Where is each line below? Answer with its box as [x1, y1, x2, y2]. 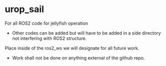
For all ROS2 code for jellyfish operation [5, 20, 88, 26]
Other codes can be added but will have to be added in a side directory [12, 30, 161, 36]
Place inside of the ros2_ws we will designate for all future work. [5, 45, 140, 51]
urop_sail [5, 4, 44, 15]
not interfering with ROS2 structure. [12, 35, 87, 41]
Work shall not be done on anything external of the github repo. [12, 54, 145, 61]
